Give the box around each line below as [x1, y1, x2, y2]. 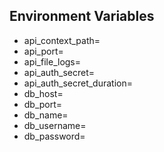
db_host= [23, 87, 64, 99]
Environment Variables [9, 8, 155, 25]
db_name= [23, 109, 69, 121]
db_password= [23, 130, 86, 142]
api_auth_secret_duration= [23, 77, 133, 89]
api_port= [23, 45, 64, 57]
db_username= [23, 119, 87, 131]
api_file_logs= [23, 55, 82, 68]
